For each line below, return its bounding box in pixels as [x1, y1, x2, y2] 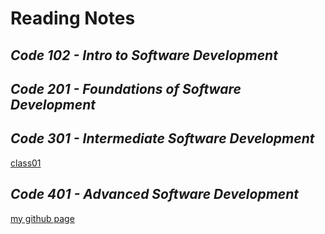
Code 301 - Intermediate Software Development [10, 130, 315, 147]
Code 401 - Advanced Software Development [10, 186, 300, 203]
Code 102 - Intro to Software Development [10, 47, 278, 64]
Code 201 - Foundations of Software [10, 80, 242, 97]
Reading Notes [10, 7, 136, 30]
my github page [10, 212, 75, 224]
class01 [10, 157, 42, 169]
